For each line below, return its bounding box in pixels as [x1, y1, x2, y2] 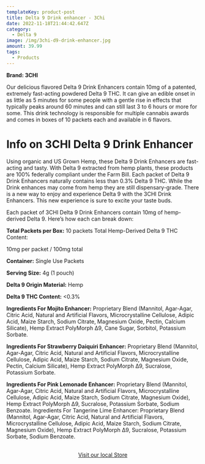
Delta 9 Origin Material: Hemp [6, 281, 84, 288]
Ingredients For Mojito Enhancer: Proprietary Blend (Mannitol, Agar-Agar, [6, 305, 193, 312]
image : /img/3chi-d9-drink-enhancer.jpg [6, 37, 111, 44]
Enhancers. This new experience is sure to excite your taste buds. [6, 197, 173, 204]
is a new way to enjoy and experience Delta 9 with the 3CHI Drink [6, 190, 172, 197]
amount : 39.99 [6, 44, 43, 50]
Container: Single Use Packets [6, 257, 84, 264]
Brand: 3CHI [6, 71, 39, 78]
